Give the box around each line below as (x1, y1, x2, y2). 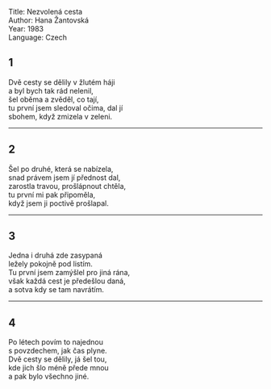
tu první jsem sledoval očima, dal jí (8, 102, 123, 112)
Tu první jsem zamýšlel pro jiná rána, (8, 268, 131, 278)
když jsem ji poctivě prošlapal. (8, 198, 109, 208)
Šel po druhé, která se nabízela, (8, 164, 114, 174)
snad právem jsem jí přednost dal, (8, 173, 121, 182)
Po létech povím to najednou (8, 337, 103, 347)
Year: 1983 (8, 24, 44, 33)
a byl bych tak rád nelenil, (8, 86, 94, 95)
